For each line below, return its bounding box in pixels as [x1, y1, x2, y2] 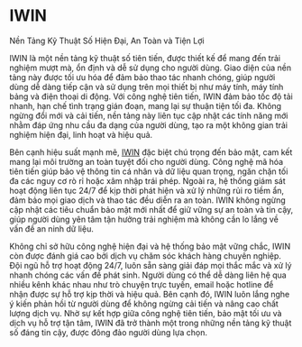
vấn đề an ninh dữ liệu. [9, 223, 95, 234]
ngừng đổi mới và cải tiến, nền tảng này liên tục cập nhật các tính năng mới [9, 110, 288, 121]
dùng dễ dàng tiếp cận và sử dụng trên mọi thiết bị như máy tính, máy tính [9, 81, 284, 92]
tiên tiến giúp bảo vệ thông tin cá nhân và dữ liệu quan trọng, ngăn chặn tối [9, 166, 288, 177]
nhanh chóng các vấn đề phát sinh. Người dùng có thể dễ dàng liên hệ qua [9, 269, 287, 280]
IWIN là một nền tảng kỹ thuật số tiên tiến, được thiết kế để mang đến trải [9, 52, 281, 63]
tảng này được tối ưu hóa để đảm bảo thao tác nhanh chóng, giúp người [9, 71, 276, 82]
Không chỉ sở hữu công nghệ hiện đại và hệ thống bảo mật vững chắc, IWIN [9, 241, 291, 251]
